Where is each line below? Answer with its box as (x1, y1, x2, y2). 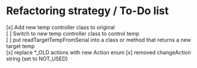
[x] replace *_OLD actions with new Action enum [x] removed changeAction (6, 48, 192, 56)
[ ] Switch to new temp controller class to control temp (6, 30, 140, 37)
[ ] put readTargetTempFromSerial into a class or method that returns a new (6, 36, 192, 43)
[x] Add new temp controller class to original (6, 24, 115, 31)
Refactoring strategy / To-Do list (6, 4, 169, 18)
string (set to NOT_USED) (6, 55, 68, 62)
